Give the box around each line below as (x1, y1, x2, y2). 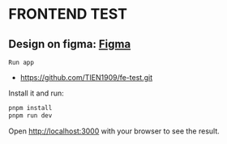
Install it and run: (8, 88, 65, 98)
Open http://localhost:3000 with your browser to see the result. (8, 126, 221, 136)
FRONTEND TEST (8, 5, 128, 23)
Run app (8, 58, 35, 66)
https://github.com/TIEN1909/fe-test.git (19, 73, 152, 82)
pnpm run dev (8, 111, 53, 120)
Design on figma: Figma (8, 37, 131, 51)
